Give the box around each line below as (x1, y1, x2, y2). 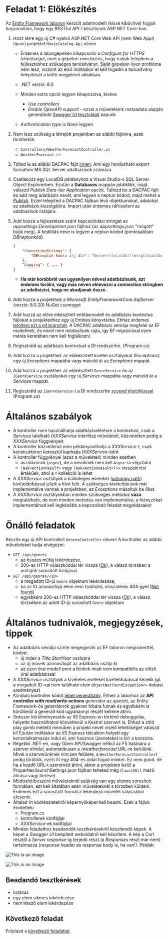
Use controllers (27, 100, 59, 107)
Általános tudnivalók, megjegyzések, (5, 617, 163, 629)
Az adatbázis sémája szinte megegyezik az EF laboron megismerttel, (12, 645, 154, 650)
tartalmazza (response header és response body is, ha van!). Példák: (12, 842, 155, 848)
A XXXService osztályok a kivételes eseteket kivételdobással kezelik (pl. (12, 677, 162, 682)
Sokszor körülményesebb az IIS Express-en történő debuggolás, (12, 714, 146, 719)
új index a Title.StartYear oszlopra (20, 655, 90, 661)
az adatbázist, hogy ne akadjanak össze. (20, 287, 107, 293)
